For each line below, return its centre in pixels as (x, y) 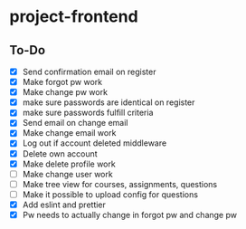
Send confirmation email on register (89, 72)
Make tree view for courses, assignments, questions (120, 184)
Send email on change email (75, 123)
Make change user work (67, 174)
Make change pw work (65, 92)
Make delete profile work (69, 164)
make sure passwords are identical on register (109, 102)
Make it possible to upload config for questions (110, 194)
